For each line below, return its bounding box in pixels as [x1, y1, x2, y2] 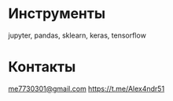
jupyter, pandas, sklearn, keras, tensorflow [8, 31, 147, 40]
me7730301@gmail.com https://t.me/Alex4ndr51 [8, 84, 165, 93]
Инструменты [8, 5, 106, 23]
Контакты [8, 58, 76, 76]
